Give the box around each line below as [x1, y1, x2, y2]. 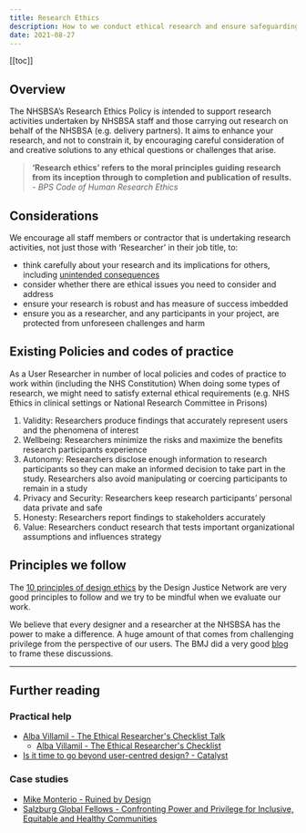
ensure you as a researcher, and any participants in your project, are [22, 308, 280, 319]
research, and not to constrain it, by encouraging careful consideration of [9, 135, 285, 146]
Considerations [9, 208, 99, 223]
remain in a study [22, 482, 88, 493]
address [22, 289, 54, 299]
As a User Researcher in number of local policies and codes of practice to [9, 368, 287, 379]
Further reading [9, 683, 100, 698]
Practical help [9, 710, 72, 723]
